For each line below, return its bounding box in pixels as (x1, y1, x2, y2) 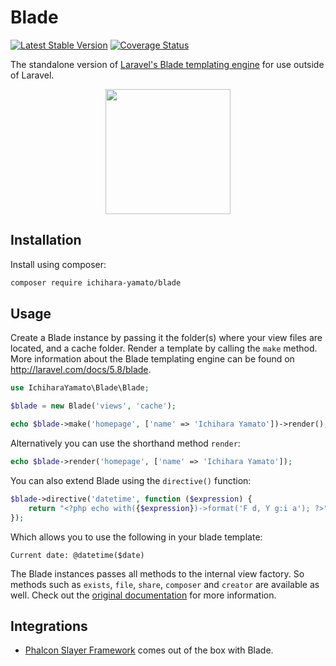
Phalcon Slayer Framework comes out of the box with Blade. (24, 644, 274, 656)
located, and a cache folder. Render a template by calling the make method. (10, 342, 318, 355)
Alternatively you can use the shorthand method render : (10, 437, 241, 450)
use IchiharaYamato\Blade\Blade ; (10, 383, 150, 393)
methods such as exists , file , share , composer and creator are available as (10, 578, 320, 590)
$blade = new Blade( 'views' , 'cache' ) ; (10, 401, 177, 411)
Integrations (10, 617, 88, 635)
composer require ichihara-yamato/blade (10, 277, 182, 288)
